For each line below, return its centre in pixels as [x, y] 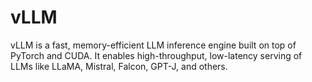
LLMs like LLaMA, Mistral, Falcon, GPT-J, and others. [119, 66]
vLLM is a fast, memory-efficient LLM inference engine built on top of [153, 45]
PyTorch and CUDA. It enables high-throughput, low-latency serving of [156, 55]
